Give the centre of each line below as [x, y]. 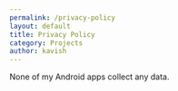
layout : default [40, 26]
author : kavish [38, 51]
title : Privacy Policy [52, 34]
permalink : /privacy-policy [63, 18]
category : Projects [46, 43]
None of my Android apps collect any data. [89, 77]
